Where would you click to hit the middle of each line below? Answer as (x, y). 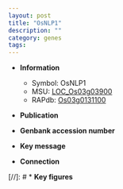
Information (40, 67)
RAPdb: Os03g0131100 (69, 100)
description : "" (35, 30)
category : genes (35, 38)
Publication (39, 115)
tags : (17, 45)
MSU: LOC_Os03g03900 (72, 91)
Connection (39, 162)
